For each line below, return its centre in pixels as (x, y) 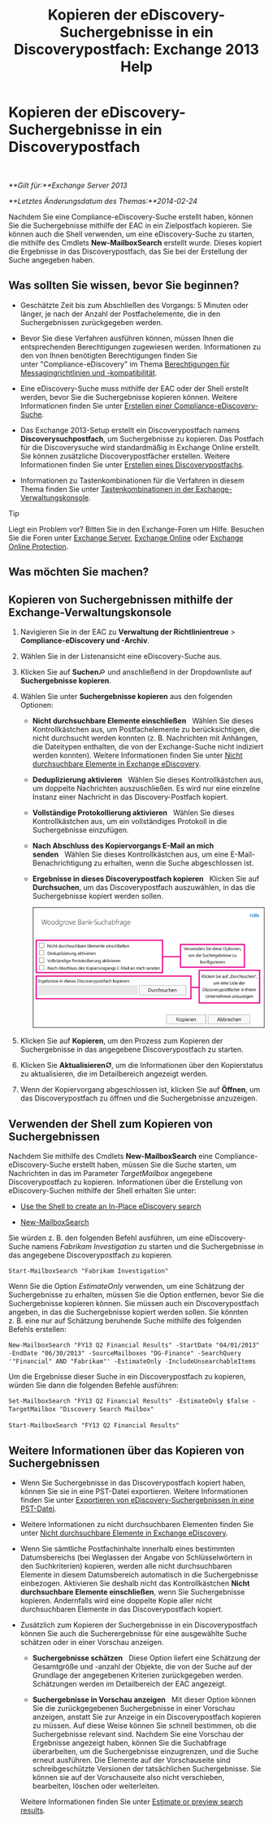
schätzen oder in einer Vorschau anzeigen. (92, 1642)
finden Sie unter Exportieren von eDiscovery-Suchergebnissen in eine (137, 1500)
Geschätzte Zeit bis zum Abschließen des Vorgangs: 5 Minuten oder (134, 305)
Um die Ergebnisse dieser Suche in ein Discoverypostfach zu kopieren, (127, 1377)
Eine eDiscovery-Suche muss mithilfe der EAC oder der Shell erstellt (134, 388)
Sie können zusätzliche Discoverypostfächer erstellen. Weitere (125, 456)
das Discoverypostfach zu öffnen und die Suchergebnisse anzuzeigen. (139, 1098)
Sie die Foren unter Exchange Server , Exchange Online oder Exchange (126, 537)
